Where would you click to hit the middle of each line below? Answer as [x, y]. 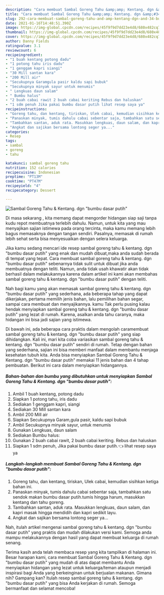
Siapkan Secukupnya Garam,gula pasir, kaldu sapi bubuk [70, 420]
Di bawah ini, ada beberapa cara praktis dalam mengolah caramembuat [77, 329]
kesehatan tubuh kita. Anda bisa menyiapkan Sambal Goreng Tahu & [74, 355]
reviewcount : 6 [21, 50]
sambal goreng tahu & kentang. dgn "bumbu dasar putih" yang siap [73, 334]
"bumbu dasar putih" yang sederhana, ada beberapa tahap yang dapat [76, 294]
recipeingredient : [24, 55]
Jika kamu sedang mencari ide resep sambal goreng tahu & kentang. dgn [79, 248]
